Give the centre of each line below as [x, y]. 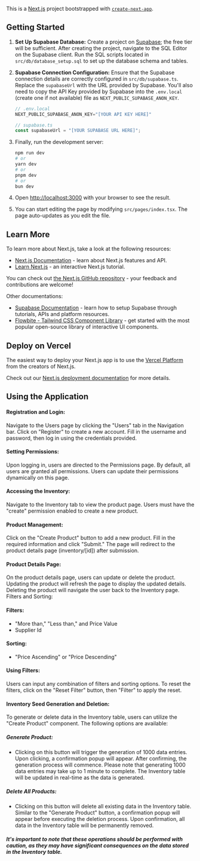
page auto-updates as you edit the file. [62, 216]
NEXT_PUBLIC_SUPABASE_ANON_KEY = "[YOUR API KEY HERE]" [83, 114]
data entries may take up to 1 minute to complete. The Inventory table [100, 771]
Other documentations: [35, 296]
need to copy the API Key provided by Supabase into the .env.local [99, 91]
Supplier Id [28, 630]
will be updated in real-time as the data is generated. [80, 778]
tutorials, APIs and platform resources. [62, 314]
